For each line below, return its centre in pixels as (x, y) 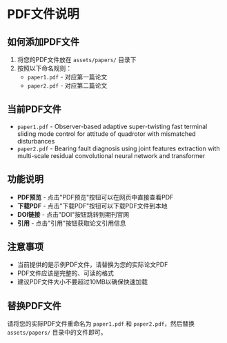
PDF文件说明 (43, 14)
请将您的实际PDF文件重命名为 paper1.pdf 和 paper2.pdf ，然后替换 (101, 324)
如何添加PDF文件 (43, 42)
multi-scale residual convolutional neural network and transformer (111, 155)
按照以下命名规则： (45, 68)
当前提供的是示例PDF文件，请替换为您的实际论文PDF (92, 265)
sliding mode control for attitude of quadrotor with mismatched (106, 134)
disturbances (36, 141)
